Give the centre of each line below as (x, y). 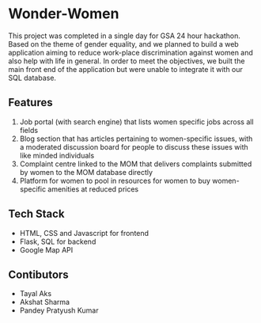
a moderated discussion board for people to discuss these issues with (134, 146)
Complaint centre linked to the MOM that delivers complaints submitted (136, 164)
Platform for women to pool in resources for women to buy (115, 180)
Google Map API (46, 249)
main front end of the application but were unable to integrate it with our (126, 69)
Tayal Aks (36, 294)
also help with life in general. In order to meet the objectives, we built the (127, 61)
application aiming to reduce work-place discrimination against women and (130, 52)
